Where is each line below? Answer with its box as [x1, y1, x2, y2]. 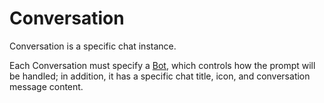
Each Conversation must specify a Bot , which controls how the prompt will [9, 59, 316, 71]
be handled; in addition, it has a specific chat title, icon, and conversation [9, 70, 311, 82]
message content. [9, 80, 84, 92]
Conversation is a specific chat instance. [9, 40, 177, 52]
